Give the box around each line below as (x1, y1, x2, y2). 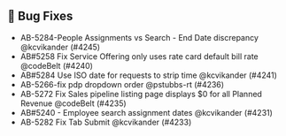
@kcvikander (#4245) (19, 42, 101, 52)
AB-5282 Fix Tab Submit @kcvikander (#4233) (19, 117, 192, 127)
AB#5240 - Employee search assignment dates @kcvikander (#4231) (19, 107, 273, 117)
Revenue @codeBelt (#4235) (19, 98, 127, 109)
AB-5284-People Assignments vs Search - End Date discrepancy (19, 32, 259, 42)
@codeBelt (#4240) (19, 60, 94, 71)
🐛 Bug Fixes (7, 9, 73, 24)
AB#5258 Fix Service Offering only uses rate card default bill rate (19, 50, 259, 62)
